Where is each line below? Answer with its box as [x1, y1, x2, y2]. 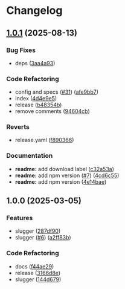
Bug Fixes [6, 46, 36, 54]
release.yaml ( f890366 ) [14, 137, 74, 144]
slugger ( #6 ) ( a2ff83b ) [14, 234, 71, 241]
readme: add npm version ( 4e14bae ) [14, 178, 107, 185]
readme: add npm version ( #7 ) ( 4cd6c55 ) [14, 172, 120, 179]
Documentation [6, 152, 53, 160]
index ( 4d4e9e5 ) [14, 95, 57, 102]
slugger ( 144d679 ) [14, 276, 62, 283]
